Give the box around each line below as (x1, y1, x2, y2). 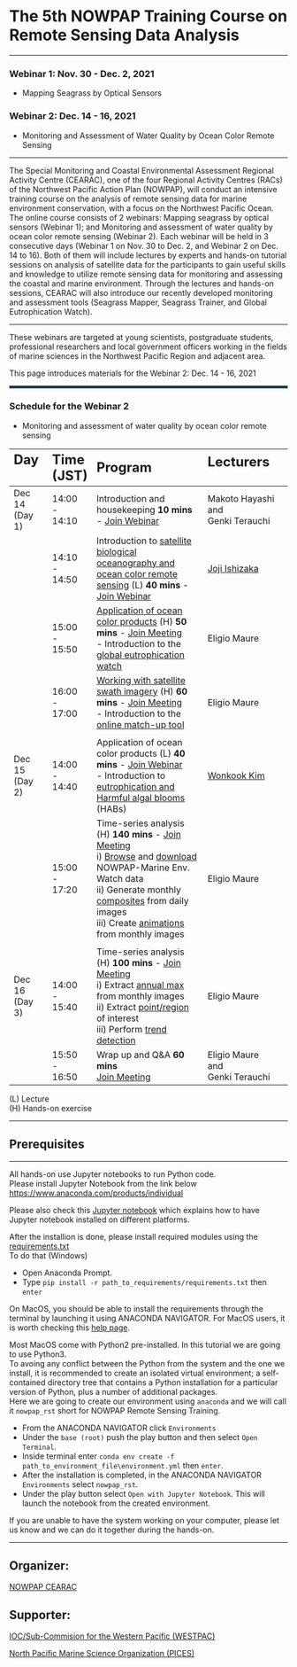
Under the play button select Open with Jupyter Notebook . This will (21, 1488, 265, 1499)
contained (9, 1376, 46, 1388)
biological (95, 545, 137, 557)
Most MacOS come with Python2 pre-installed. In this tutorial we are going (9, 1339, 281, 1350)
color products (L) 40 (95, 747, 186, 759)
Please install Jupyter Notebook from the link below (9, 1178, 197, 1188)
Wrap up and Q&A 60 (95, 1048, 185, 1061)
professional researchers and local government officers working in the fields (9, 341, 287, 352)
